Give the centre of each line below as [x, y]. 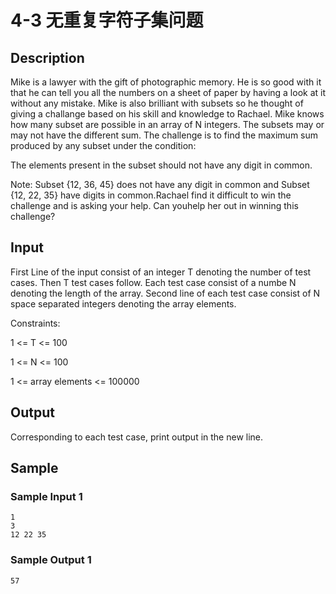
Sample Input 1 [46, 496]
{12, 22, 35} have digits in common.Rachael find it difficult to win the [151, 195]
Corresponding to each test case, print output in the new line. [137, 437]
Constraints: [35, 323]
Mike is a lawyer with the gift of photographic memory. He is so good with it [166, 82]
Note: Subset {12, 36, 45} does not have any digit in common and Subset [160, 184]
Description [47, 57]
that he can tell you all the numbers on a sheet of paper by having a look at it [168, 92]
